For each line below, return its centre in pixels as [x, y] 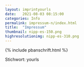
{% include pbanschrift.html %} [37, 50]
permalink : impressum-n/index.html [41, 23]
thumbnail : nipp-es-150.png [34, 32]
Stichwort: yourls [22, 59]
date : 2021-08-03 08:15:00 [34, 14]
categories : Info [23, 18]
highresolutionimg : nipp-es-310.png [42, 37]
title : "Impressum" [26, 27]
